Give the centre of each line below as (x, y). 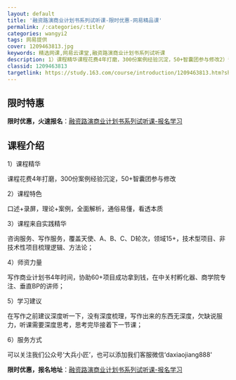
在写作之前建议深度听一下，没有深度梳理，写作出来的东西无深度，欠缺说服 (115, 316)
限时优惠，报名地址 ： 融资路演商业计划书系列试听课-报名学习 (95, 369)
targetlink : (25, 72)
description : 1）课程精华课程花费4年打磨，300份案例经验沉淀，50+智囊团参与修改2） (118, 60)
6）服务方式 (25, 340)
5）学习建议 (25, 301)
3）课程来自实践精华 (37, 224)
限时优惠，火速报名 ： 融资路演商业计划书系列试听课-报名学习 (95, 121)
